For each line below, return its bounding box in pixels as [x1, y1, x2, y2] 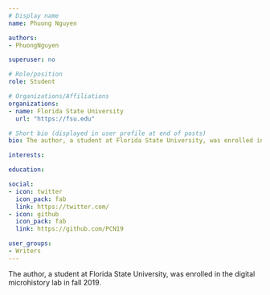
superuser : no [8, 55, 56, 64]
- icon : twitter [8, 187, 63, 195]
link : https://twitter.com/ [15, 203, 110, 211]
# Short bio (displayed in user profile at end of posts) [8, 129, 207, 137]
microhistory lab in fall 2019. [8, 277, 102, 287]
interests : [8, 151, 45, 159]
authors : [8, 34, 38, 42]
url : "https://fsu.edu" [15, 114, 95, 123]
